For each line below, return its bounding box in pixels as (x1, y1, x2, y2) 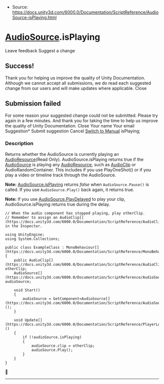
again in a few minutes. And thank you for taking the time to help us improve (5, 117, 158, 124)
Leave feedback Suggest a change (5, 47, 75, 53)
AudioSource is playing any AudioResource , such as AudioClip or (5, 161, 136, 168)
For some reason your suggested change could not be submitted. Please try (5, 112, 158, 118)
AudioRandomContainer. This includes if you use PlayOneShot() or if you (5, 167, 151, 172)
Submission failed (5, 100, 61, 108)
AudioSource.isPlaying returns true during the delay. (5, 201, 110, 207)
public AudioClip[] (14, 257, 54, 263)
